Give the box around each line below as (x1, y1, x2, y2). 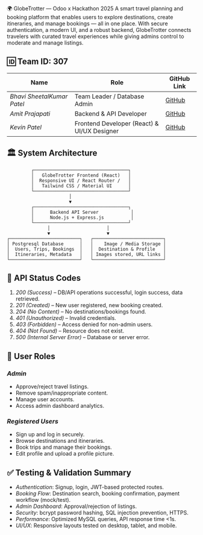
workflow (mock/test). (15, 496, 71, 504)
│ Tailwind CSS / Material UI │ (31, 183, 131, 189)
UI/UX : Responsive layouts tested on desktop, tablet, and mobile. (15, 522, 177, 529)
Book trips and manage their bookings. (15, 443, 112, 451)
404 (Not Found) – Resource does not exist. (15, 327, 125, 334)
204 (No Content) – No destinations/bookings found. (15, 308, 146, 315)
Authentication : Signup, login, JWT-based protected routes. (15, 484, 164, 491)
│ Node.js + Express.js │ (31, 214, 134, 221)
